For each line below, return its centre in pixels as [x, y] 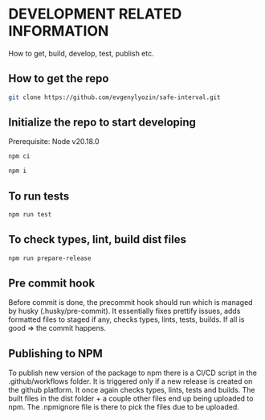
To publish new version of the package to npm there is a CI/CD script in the [133, 373]
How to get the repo [59, 78]
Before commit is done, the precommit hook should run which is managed [130, 303]
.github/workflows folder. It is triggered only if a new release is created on [130, 381]
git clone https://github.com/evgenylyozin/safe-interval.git [114, 97]
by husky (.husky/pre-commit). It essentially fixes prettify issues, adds [124, 311]
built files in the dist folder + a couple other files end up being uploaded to [131, 398]
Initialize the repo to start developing [102, 123]
